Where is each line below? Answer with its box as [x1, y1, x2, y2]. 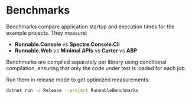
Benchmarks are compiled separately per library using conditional [6, 58, 167, 65]
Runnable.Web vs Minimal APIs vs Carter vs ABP [14, 47, 138, 54]
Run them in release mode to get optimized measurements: [6, 76, 150, 83]
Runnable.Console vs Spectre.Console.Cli [14, 41, 120, 48]
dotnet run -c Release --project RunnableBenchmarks [6, 87, 139, 93]
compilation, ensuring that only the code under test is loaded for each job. [6, 64, 187, 71]
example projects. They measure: [6, 29, 87, 36]
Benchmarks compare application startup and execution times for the [6, 23, 175, 30]
